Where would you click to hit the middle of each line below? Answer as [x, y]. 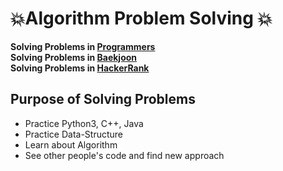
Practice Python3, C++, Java [84, 123]
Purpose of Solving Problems [103, 99]
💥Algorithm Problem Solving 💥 [141, 18]
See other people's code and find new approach [124, 155]
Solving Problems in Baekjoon [74, 57]
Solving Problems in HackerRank [80, 68]
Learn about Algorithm [71, 144]
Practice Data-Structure [74, 134]
